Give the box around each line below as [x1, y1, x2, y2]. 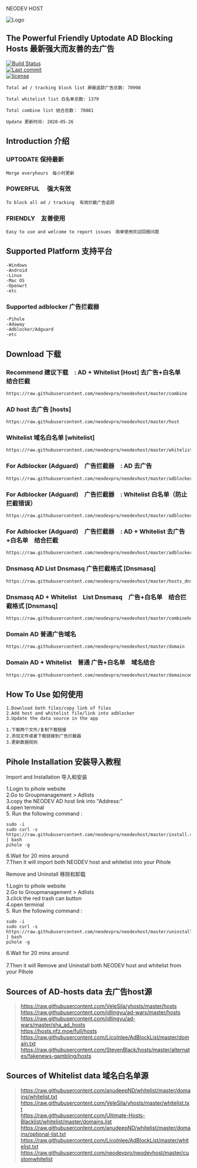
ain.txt [20, 1040, 36, 1047]
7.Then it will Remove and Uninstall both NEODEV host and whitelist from [6, 962, 182, 969]
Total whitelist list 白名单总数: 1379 [6, 96, 99, 102]
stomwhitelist [20, 1155, 53, 1162]
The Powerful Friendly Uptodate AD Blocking [6, 33, 173, 43]
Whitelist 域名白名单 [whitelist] [6, 434, 95, 442]
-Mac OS [6, 277, 25, 283]
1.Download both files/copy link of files [6, 705, 111, 712]
